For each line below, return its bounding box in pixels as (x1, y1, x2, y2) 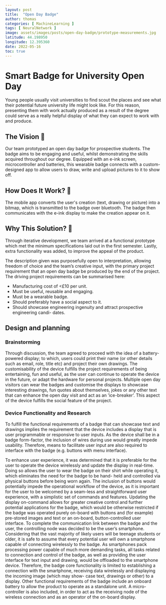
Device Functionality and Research (5, 410, 91, 417)
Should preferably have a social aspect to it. (12, 299, 103, 305)
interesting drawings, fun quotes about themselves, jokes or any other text (5, 387, 157, 393)
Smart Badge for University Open (5, 70, 145, 81)
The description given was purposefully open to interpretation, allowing (5, 257, 151, 263)
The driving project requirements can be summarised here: (5, 273, 125, 279)
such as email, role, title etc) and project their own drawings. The (5, 361, 138, 366)
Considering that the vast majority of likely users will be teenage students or (5, 531, 161, 537)
